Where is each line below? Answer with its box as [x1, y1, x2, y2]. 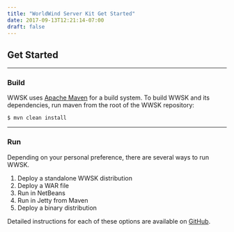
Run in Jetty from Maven [17, 196, 88, 204]
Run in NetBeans [17, 189, 66, 197]
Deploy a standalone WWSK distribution [17, 173, 132, 182]
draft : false [7, 23, 45, 30]
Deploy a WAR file [17, 181, 70, 190]
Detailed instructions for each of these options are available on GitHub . [7, 217, 211, 225]
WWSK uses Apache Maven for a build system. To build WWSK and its [7, 93, 210, 102]
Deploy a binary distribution [17, 203, 97, 212]
